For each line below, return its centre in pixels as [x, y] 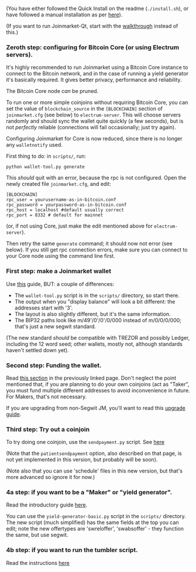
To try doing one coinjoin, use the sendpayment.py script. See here [85, 442]
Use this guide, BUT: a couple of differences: [60, 284]
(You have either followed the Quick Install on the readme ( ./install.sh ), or [97, 8]
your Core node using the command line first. [61, 256]
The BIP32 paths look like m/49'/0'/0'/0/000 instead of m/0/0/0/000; [98, 320]
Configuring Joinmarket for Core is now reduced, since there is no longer [94, 139]
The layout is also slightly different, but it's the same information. [92, 314]
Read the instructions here [38, 563]
